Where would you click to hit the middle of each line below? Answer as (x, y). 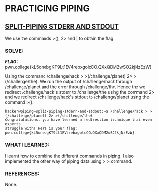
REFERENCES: (22, 173)
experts (13, 124)
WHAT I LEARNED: (27, 145)
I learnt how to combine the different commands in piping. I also (69, 156)
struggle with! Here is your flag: (41, 129)
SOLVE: (14, 51)
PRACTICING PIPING (47, 9)
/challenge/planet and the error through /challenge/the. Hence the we (75, 87)
